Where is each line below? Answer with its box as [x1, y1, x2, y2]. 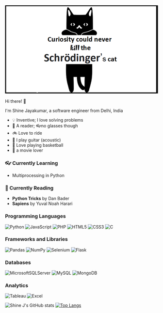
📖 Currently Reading [5, 185, 54, 191]
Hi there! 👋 [5, 98, 27, 104]
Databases [5, 259, 31, 266]
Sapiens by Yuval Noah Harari [12, 201, 73, 206]
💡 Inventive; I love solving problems [12, 117, 83, 123]
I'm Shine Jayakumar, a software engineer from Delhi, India [5, 108, 123, 113]
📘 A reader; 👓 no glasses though [12, 123, 79, 128]
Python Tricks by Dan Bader [12, 196, 69, 202]
